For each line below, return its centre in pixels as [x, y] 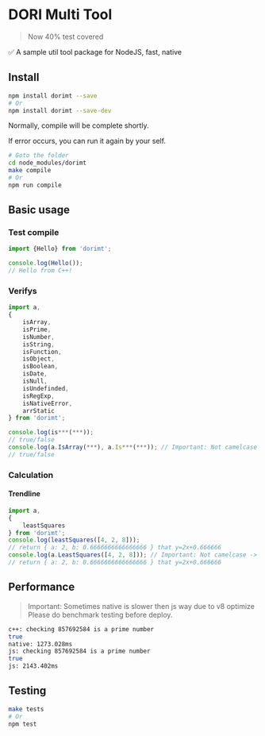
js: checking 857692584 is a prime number [79, 651]
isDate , [35, 374]
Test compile [34, 233]
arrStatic [39, 410]
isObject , [39, 359]
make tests [26, 709]
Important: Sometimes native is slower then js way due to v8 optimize [141, 606]
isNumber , [39, 337]
